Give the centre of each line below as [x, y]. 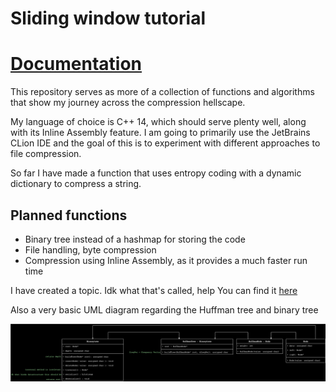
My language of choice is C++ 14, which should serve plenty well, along [158, 122]
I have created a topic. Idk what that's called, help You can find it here [154, 290]
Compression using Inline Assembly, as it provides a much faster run [166, 260]
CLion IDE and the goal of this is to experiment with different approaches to [165, 143]
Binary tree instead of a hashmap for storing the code [135, 239]
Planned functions [69, 215]
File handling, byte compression [90, 249]
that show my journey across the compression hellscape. [128, 103]
